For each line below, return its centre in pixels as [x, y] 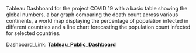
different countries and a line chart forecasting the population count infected [98, 27]
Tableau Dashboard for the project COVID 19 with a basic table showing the [97, 8]
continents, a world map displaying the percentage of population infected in [97, 21]
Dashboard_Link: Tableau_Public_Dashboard [61, 44]
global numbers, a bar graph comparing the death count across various [92, 15]
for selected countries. [33, 33]
